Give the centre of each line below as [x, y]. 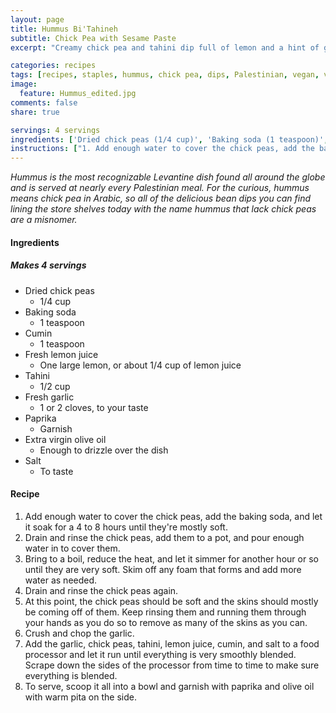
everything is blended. [71, 675]
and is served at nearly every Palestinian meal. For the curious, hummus [160, 188]
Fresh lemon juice [61, 354]
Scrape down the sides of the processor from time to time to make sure [172, 665]
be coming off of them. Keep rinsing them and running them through [165, 612]
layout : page [37, 19]
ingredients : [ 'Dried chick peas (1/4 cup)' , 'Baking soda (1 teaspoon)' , [169, 139]
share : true [35, 112]
